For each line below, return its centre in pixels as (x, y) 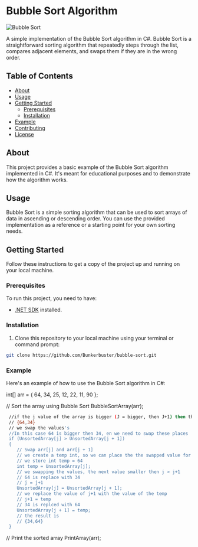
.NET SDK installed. (38, 310)
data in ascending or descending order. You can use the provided (85, 219)
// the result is (38, 516)
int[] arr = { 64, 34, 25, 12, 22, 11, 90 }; (52, 395)
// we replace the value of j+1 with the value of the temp (92, 494)
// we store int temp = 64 (50, 461)
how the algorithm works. (37, 180)
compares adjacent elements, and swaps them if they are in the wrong (92, 51)
